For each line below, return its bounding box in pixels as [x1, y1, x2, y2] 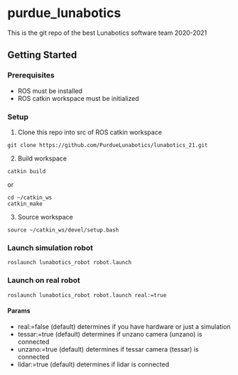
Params [7, 307, 31, 315]
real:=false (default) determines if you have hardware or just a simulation [17, 322, 231, 331]
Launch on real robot [7, 276, 80, 286]
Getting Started [7, 49, 77, 61]
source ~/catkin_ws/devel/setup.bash [7, 226, 119, 234]
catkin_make [7, 200, 43, 207]
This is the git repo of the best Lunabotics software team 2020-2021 [7, 28, 207, 37]
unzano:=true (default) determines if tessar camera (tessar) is [17, 344, 199, 353]
